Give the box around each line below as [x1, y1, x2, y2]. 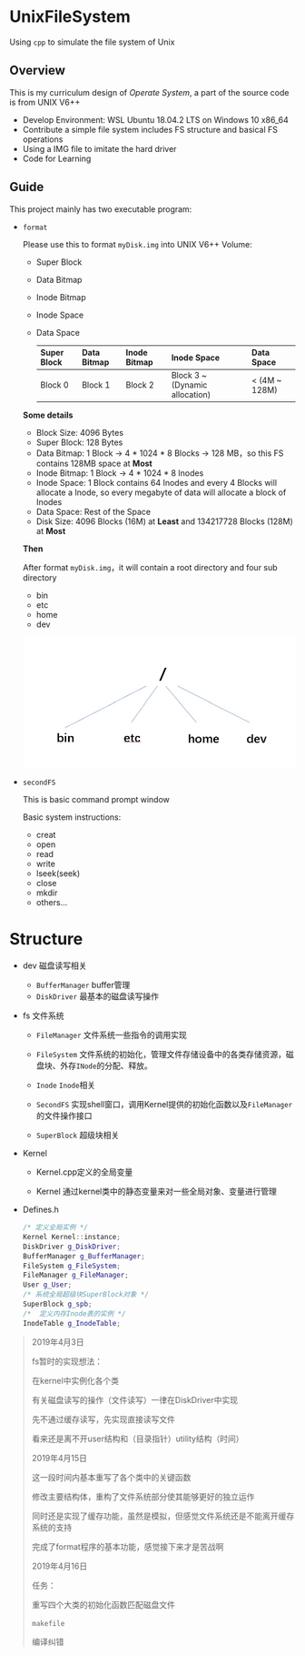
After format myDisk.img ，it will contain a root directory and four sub [22, 561, 279, 572]
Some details [22, 409, 74, 420]
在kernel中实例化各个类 [31, 1375, 120, 1386]
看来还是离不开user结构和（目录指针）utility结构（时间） [31, 1433, 244, 1444]
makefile [31, 1619, 65, 1628]
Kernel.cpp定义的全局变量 [35, 1166, 133, 1177]
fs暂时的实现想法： [31, 1356, 103, 1367]
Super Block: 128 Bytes [35, 437, 123, 448]
